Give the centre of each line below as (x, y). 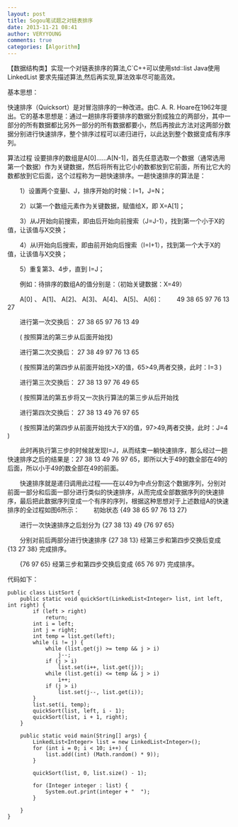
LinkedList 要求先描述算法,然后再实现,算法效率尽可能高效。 (93, 77)
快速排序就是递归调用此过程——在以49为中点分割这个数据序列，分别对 (123, 483)
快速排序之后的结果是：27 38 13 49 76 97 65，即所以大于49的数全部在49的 (118, 459)
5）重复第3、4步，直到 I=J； (62, 269)
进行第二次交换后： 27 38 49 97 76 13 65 (79, 352)
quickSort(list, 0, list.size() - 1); (90, 773)
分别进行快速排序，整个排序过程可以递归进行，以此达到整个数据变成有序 (119, 134)
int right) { (27, 605)
